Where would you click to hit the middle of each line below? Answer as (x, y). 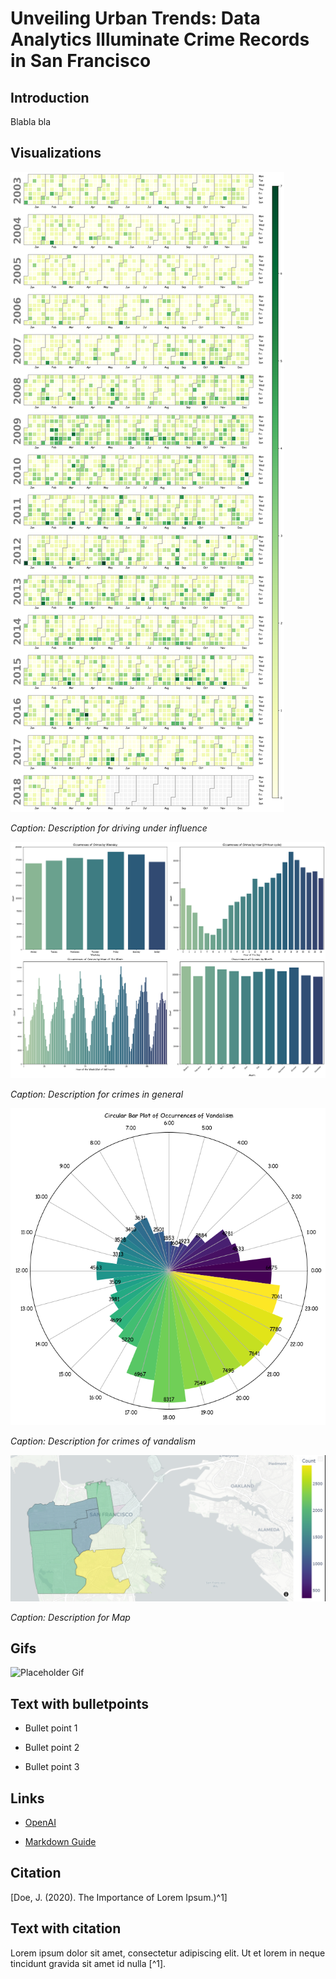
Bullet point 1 (51, 1728)
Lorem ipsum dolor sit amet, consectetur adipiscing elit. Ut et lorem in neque (168, 1953)
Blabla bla (30, 121)
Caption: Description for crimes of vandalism (103, 1441)
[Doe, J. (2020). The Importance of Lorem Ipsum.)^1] (119, 1897)
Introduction (50, 97)
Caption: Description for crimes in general (97, 1094)
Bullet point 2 (52, 1748)
